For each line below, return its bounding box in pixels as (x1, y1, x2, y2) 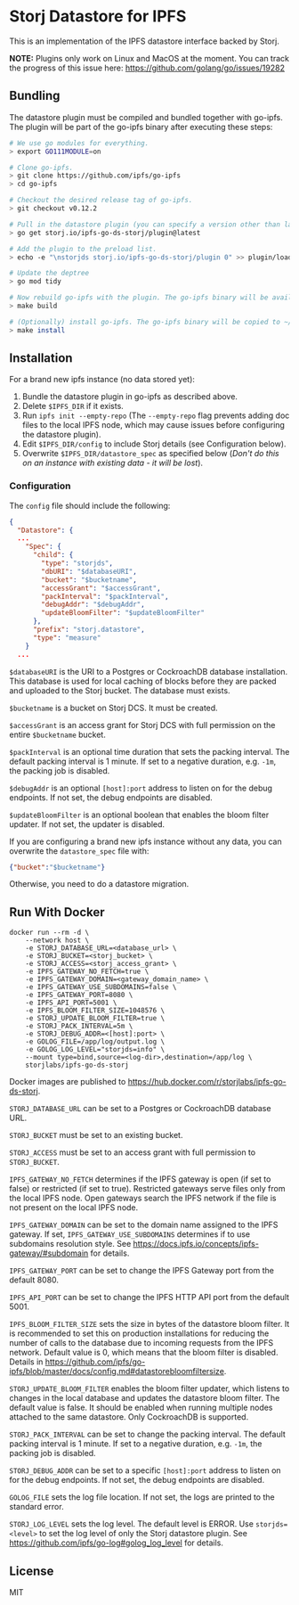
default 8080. (9, 1274, 60, 1285)
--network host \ (25, 936, 90, 946)
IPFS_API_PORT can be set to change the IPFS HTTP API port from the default (9, 1292, 290, 1303)
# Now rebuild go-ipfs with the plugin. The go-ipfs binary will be (9, 293, 269, 302)
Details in (9, 1356, 44, 1367)
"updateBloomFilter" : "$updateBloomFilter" (41, 609, 205, 618)
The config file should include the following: (9, 500, 171, 511)
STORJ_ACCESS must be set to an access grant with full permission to (9, 1147, 256, 1158)
